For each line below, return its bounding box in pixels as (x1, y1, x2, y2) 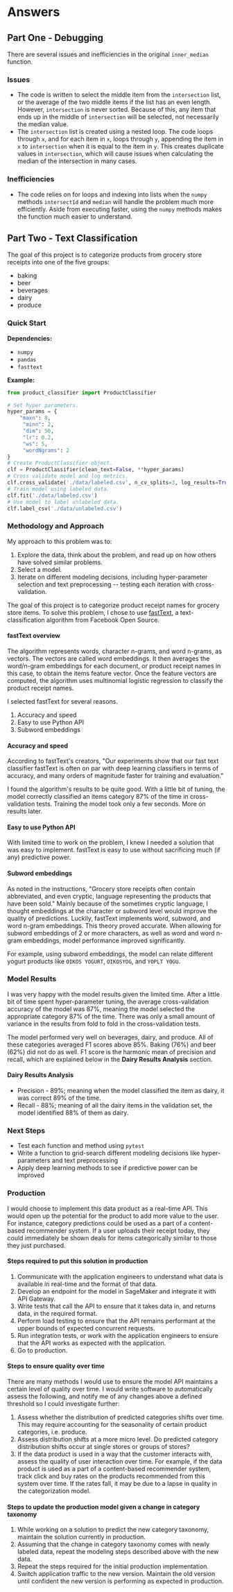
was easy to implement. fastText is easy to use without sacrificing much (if (7, 846, 221, 854)
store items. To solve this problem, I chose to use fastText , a (7, 608, 179, 616)
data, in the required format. (17, 1309, 98, 1317)
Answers (7, 4, 60, 20)
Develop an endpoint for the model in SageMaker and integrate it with (17, 1287, 216, 1295)
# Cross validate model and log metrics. (7, 473, 129, 480)
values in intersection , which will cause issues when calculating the (17, 150, 214, 158)
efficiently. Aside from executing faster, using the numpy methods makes (17, 205, 222, 213)
